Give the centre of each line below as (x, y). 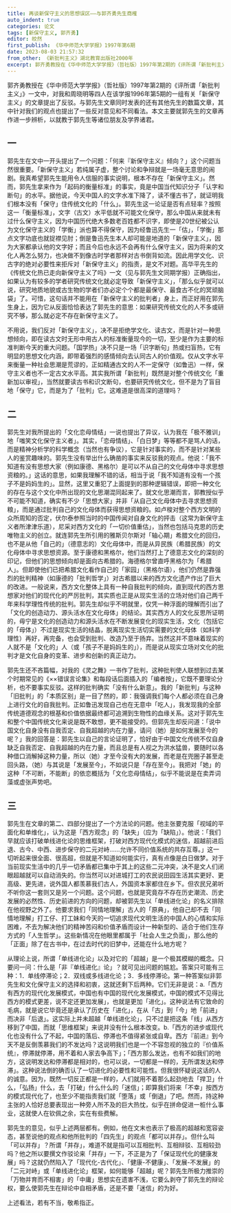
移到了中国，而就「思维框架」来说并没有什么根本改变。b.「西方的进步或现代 (115, 1027)
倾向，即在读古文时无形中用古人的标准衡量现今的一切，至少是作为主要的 (115, 339)
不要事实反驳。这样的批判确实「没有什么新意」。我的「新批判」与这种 (123, 688)
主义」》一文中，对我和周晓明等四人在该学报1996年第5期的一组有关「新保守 (114, 94)
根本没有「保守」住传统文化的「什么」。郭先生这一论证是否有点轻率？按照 (117, 204)
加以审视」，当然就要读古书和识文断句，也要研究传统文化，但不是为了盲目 (117, 382)
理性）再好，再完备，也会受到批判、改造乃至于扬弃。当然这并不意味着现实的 (115, 638)
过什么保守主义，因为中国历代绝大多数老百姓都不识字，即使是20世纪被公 (110, 221)
